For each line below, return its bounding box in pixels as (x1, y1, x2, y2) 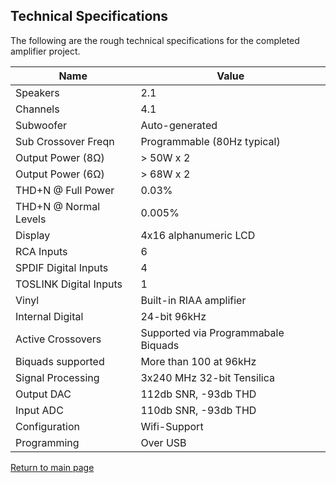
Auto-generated (140, 118, 218, 132)
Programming (15, 435, 80, 449)
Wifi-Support (140, 419, 204, 433)
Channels (15, 102, 60, 116)
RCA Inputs (15, 244, 68, 258)
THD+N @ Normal (15, 199, 101, 213)
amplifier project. (10, 45, 81, 57)
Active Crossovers (15, 332, 102, 346)
